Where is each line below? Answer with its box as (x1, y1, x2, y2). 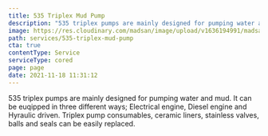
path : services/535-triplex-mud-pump (8, 34, 134, 42)
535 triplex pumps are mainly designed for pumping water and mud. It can (8, 93, 252, 102)
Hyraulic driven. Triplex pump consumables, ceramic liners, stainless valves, (8, 110, 259, 120)
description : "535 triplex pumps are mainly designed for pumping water (8, 19, 255, 27)
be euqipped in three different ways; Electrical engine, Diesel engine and (8, 102, 247, 111)
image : (8, 26, 30, 34)
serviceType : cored (8, 57, 73, 65)
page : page (8, 64, 45, 72)
